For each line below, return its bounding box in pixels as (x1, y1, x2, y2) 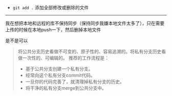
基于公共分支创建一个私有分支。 (25, 66, 93, 72)
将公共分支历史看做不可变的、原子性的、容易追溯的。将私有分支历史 (17, 48, 162, 54)
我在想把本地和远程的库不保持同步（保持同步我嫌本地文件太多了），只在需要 (5, 20, 165, 26)
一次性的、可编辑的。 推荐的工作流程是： (22, 55, 109, 61)
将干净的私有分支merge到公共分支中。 (25, 85, 106, 91)
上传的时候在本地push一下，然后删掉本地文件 (5, 27, 101, 32)
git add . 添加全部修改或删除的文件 (12, 5, 89, 10)
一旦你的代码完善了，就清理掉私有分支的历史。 (25, 79, 124, 85)
